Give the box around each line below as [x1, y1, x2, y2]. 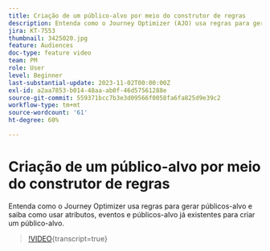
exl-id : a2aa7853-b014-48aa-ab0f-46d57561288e [8, 86, 167, 95]
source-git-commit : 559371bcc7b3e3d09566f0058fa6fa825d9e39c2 [8, 94, 221, 102]
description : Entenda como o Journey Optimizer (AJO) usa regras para [8, 19, 250, 27]
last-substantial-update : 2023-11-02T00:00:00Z [8, 79, 171, 87]
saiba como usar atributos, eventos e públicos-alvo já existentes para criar [8, 209, 256, 219]
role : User [8, 64, 45, 72]
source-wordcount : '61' [8, 109, 88, 117]
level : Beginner [8, 71, 63, 79]
